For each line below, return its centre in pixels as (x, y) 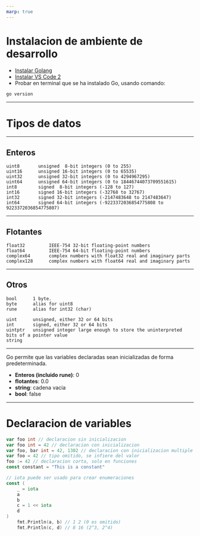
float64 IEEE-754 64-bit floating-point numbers (78, 251)
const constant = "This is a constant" (56, 467)
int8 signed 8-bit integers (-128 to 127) (70, 187)
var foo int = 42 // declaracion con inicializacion (73, 445)
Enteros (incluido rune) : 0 (47, 375)
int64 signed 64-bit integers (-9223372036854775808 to (85, 203)
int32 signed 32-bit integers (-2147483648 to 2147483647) (89, 198)
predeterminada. (26, 363)
